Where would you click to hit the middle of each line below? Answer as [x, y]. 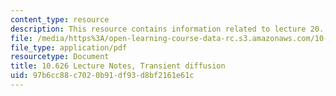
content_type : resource [60, 19]
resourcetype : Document [60, 57]
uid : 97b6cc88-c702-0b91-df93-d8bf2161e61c [102, 76]
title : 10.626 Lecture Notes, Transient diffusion [118, 66]
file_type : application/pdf [69, 47]
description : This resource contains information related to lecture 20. [167, 29]
